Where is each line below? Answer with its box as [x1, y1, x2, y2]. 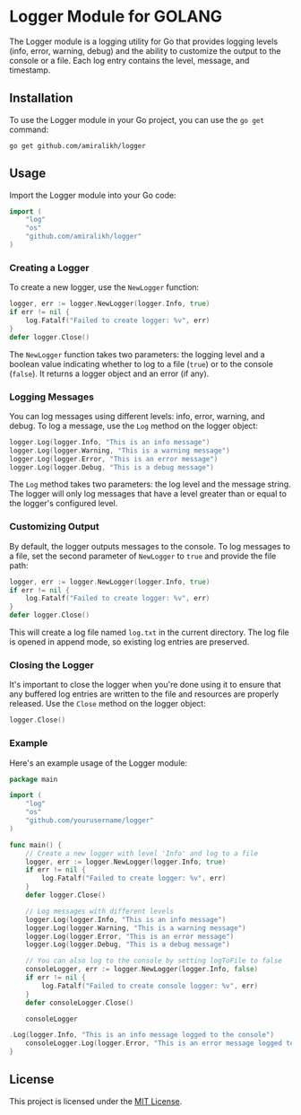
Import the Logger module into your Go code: [9, 189, 176, 200]
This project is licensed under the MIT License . [9, 1095, 183, 1106]
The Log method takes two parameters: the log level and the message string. [9, 478, 291, 490]
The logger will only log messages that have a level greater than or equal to [9, 488, 287, 499]
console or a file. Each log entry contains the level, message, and [9, 55, 250, 66]
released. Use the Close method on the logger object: [9, 698, 206, 709]
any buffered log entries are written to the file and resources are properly [9, 689, 279, 699]
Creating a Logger [9, 261, 90, 274]
